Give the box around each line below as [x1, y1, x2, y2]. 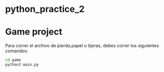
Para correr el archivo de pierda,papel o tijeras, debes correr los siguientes [5, 43, 160, 49]
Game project [5, 26, 62, 38]
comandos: [5, 48, 28, 54]
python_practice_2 [5, 3, 85, 15]
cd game [5, 58, 21, 63]
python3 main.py [5, 62, 39, 67]
